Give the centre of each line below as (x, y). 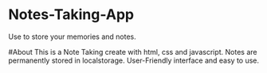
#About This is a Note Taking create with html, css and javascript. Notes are (133, 52)
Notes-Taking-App (71, 15)
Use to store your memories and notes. (73, 36)
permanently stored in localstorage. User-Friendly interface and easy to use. (134, 60)
